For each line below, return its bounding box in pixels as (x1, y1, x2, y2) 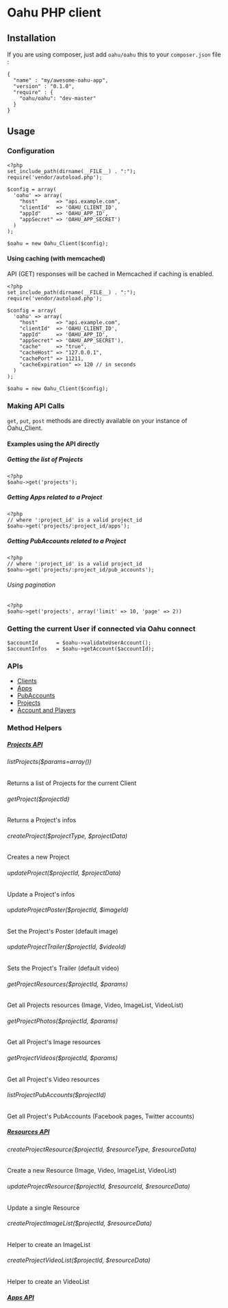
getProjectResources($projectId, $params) (7, 980, 129, 988)
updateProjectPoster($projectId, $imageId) (7, 905, 129, 914)
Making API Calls (7, 401, 65, 410)
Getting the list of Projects (7, 455, 84, 464)
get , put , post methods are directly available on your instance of (7, 417, 188, 425)
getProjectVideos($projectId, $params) (7, 1054, 118, 1062)
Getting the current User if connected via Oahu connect (7, 624, 196, 633)
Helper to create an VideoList (7, 1278, 90, 1285)
